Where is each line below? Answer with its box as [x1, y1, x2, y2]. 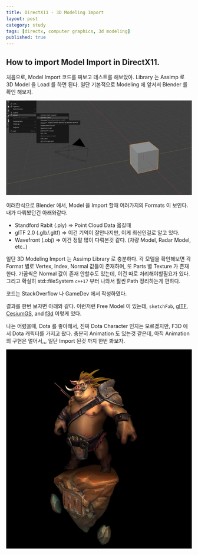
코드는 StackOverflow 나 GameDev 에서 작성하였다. [6, 290, 127, 297]
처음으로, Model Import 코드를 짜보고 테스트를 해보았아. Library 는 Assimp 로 [6, 73, 185, 80]
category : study [6, 22, 46, 28]
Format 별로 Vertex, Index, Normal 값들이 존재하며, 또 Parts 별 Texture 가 [6, 262, 179, 270]
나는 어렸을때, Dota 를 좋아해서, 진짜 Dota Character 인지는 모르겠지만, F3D [6, 322, 182, 329]
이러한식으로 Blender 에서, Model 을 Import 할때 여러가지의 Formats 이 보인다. [6, 202, 189, 209]
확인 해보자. [6, 88, 34, 95]
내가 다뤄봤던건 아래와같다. [6, 209, 68, 216]
